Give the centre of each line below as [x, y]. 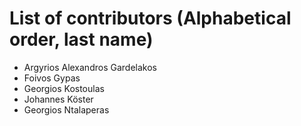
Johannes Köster [58, 99]
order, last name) [81, 39]
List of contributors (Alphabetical [150, 18]
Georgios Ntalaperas [66, 109]
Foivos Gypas [52, 78]
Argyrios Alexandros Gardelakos [90, 67]
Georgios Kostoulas [64, 88]
